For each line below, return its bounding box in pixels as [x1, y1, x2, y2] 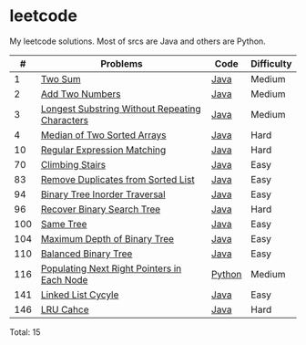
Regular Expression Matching [40, 143, 167, 156]
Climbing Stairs [40, 158, 107, 171]
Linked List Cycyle [40, 288, 119, 301]
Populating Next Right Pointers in [40, 262, 182, 275]
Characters [40, 113, 89, 126]
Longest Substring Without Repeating [40, 102, 202, 115]
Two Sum [40, 72, 81, 85]
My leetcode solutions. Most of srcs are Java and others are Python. [9, 36, 266, 47]
